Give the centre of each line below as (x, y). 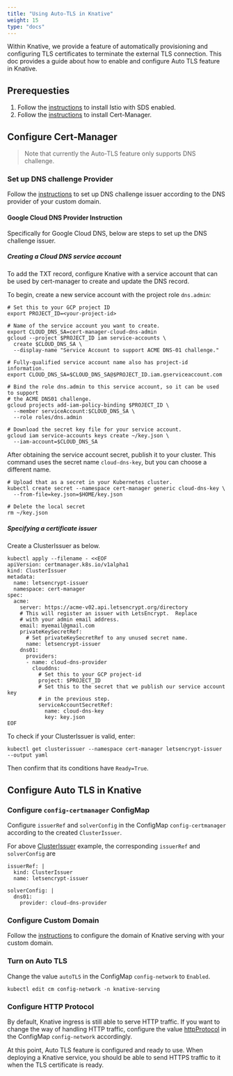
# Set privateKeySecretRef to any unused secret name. (107, 638)
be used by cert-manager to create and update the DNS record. (98, 281)
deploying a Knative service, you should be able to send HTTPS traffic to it (114, 1058)
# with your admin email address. (70, 620)
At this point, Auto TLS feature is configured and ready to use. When (105, 1050)
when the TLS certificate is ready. (56, 1065)
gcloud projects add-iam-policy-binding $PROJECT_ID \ (88, 405)
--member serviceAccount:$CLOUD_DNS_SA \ (74, 411)
